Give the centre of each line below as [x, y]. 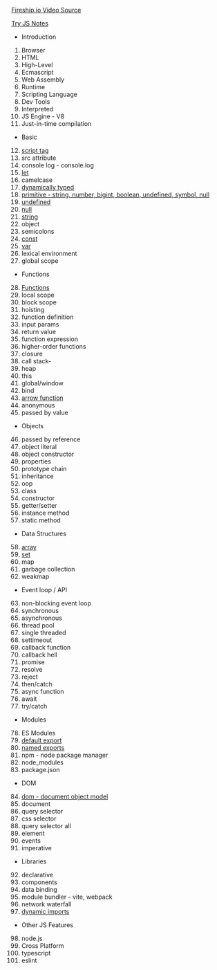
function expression [50, 339]
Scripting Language [49, 94]
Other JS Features [47, 925]
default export [41, 740]
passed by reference [51, 439]
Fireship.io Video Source [46, 10]
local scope [38, 295]
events [31, 841]
